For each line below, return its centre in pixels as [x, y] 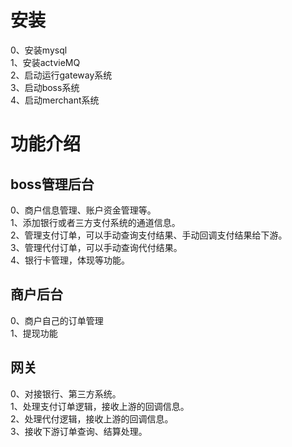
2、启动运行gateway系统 [61, 75]
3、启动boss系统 [45, 87]
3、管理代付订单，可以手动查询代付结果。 [96, 247]
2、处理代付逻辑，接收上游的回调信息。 [92, 418]
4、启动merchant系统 [55, 100]
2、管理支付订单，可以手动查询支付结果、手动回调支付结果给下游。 [149, 235]
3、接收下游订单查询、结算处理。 [79, 431]
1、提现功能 [34, 333]
